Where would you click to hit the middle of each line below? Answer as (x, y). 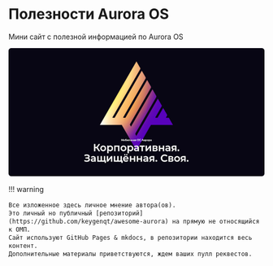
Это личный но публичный (50, 213)
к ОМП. (19, 229)
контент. (23, 246)
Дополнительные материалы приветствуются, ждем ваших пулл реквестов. (130, 254)
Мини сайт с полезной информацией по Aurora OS (96, 37)
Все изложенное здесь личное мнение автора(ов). (92, 205)
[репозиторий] (119, 213)
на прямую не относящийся (216, 221)
